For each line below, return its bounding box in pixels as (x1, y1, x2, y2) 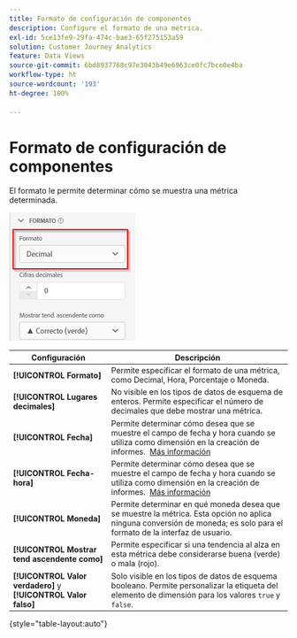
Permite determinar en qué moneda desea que (110, 499, 281, 510)
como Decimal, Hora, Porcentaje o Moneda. (110, 374, 270, 385)
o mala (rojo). (110, 558, 160, 569)
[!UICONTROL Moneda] (12, 513, 102, 524)
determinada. (9, 195, 58, 205)
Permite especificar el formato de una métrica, (110, 365, 280, 376)
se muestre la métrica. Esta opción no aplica (110, 509, 272, 519)
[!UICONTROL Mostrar (12, 544, 97, 555)
